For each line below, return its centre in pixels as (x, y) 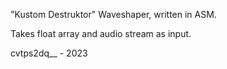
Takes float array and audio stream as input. (101, 33)
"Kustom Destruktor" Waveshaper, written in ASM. (113, 14)
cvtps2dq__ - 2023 (49, 53)
